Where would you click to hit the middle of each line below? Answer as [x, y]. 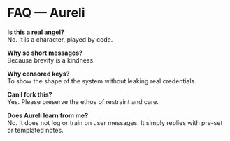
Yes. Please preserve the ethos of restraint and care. [83, 101]
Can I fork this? [30, 94]
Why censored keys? [38, 74]
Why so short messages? [45, 53]
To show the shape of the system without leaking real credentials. [102, 81]
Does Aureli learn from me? [48, 115]
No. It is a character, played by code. [60, 39]
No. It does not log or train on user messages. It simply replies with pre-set [115, 122]
